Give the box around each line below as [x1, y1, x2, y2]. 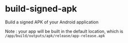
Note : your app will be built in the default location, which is [5, 28, 124, 34]
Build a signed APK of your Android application [5, 19, 99, 25]
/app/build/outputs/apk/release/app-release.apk [5, 33, 105, 38]
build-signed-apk [5, 3, 77, 14]
